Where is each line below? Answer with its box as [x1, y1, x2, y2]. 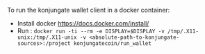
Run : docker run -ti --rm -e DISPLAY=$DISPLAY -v [17, 27, 165, 35]
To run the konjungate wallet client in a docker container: [7, 6, 170, 14]
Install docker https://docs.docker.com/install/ [17, 19, 149, 27]
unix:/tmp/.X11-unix [17, 34, 77, 41]
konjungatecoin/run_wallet [73, 40, 151, 47]
